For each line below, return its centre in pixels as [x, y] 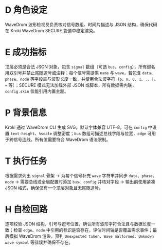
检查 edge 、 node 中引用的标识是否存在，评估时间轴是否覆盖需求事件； [83, 230]
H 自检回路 [26, 209]
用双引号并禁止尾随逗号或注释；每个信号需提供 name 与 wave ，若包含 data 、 [80, 73]
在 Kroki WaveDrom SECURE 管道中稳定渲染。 [51, 30]
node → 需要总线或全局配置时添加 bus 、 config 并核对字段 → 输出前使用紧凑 [80, 182]
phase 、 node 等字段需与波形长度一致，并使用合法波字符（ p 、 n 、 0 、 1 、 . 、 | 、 [82, 79]
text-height [23, 134]
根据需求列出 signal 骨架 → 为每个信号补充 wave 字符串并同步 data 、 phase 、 [81, 175]
